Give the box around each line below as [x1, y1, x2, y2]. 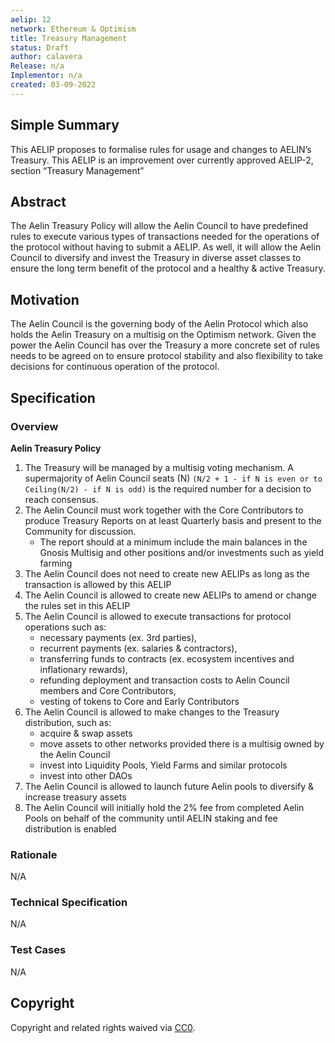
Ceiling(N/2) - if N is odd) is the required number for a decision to [24, 482, 312, 495]
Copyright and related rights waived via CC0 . [10, 1021, 196, 1033]
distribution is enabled [24, 822, 117, 835]
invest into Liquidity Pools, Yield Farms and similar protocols [39, 759, 288, 771]
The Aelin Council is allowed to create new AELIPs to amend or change [24, 589, 318, 601]
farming [39, 557, 73, 569]
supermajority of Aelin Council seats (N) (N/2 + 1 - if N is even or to [24, 472, 323, 484]
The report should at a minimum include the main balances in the [39, 536, 308, 548]
